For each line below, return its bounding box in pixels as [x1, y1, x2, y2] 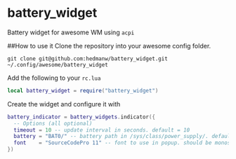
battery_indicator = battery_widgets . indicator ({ [7, 113, 156, 120]
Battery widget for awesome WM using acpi [7, 28, 135, 36]
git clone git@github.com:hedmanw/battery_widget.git [7, 55, 169, 62]
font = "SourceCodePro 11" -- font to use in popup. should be [13, 139, 212, 146]
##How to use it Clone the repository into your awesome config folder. [7, 41, 211, 50]
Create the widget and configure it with [7, 99, 121, 108]
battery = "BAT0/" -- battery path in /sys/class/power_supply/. [13, 133, 209, 140]
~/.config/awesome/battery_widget [7, 61, 109, 68]
